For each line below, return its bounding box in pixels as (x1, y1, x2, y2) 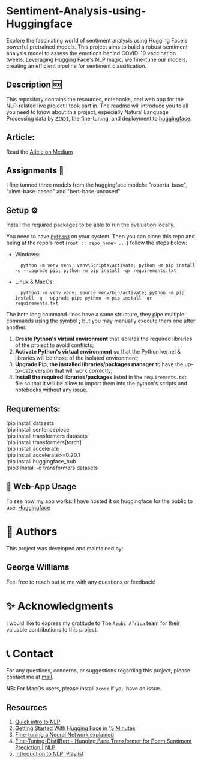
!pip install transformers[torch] (6, 439, 82, 445)
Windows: (14, 251, 40, 258)
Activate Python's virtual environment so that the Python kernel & (14, 348, 181, 355)
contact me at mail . (6, 674, 54, 681)
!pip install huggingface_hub (6, 458, 76, 465)
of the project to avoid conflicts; (14, 342, 94, 349)
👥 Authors (6, 525, 58, 538)
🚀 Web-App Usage (6, 481, 77, 492)
